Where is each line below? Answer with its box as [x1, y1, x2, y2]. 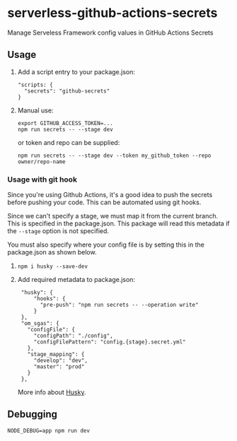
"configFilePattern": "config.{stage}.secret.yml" [33, 339, 186, 346]
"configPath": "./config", [33, 332, 113, 340]
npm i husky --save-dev [17, 263, 88, 270]
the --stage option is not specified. [7, 227, 110, 235]
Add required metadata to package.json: [17, 276, 136, 284]
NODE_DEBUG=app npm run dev [7, 427, 91, 434]
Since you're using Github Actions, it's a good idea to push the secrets [7, 191, 213, 199]
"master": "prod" [33, 363, 85, 370]
